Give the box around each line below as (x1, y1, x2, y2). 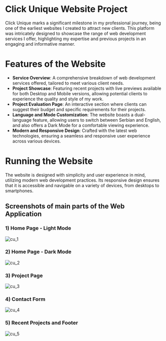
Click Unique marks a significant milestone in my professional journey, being (5, 20, 161, 26)
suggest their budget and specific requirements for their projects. (12, 106, 146, 112)
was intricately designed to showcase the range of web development (5, 30, 146, 36)
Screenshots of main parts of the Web (5, 202, 125, 210)
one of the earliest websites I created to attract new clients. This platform (5, 25, 155, 31)
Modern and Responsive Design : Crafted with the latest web (12, 128, 137, 134)
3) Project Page (5, 272, 43, 279)
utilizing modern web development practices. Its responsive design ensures (5, 177, 160, 183)
